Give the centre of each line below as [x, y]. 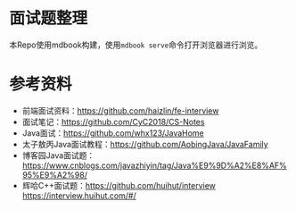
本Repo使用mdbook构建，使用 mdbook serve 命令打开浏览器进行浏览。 [136, 45]
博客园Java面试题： [58, 155]
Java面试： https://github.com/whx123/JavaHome [113, 133]
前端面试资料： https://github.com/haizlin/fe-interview [120, 110]
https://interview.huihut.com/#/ [79, 195]
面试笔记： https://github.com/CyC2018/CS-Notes [113, 122]
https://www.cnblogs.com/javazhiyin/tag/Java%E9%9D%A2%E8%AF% [154, 165]
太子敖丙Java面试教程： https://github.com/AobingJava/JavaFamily [145, 144]
